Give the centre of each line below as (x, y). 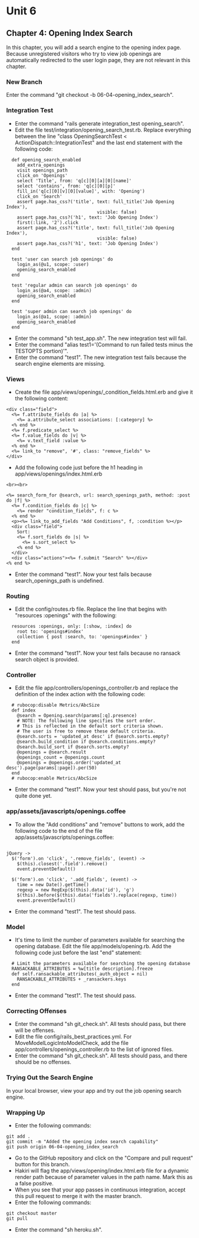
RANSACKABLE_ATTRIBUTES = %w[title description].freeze (82, 969)
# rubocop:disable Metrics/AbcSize (56, 705)
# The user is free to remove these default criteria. (86, 731)
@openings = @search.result (52, 752)
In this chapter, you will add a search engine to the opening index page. (94, 47)
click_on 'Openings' (42, 175)
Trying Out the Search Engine (50, 1078)
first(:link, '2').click (48, 222)
